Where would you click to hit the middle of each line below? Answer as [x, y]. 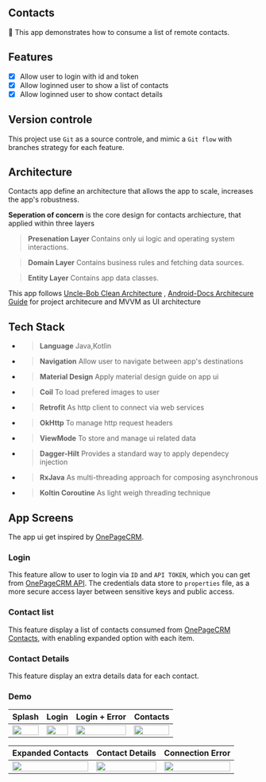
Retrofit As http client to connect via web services [122, 407]
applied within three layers [52, 223]
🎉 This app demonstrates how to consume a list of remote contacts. [119, 32]
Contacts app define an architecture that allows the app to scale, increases [131, 191]
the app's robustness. [44, 200]
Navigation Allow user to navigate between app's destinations [141, 361]
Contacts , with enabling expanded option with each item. [101, 638]
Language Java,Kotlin [75, 346]
